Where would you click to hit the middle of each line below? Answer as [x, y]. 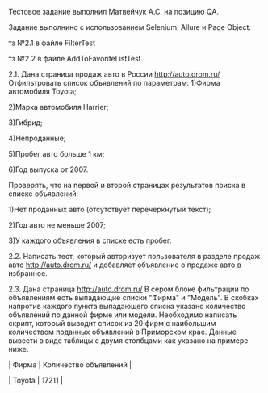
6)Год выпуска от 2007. [48, 169]
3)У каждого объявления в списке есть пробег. [90, 240]
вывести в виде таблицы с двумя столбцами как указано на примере [128, 341]
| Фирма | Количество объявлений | [70, 365]
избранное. [28, 273]
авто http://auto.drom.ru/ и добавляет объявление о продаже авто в [125, 265]
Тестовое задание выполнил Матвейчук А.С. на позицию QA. [114, 12]
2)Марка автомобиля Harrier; [59, 107]
